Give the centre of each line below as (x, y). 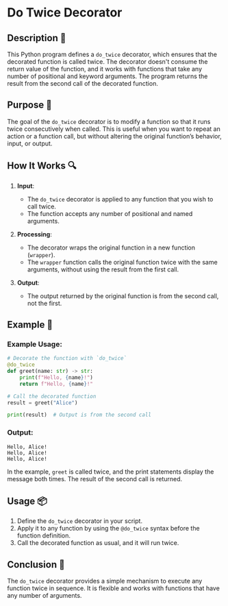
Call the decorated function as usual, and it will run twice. (98, 543)
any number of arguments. (45, 596)
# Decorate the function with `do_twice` (67, 359)
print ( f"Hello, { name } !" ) (56, 377)
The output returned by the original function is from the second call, (123, 295)
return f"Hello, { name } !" (56, 384)
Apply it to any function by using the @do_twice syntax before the (108, 529)
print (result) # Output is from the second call (79, 415)
